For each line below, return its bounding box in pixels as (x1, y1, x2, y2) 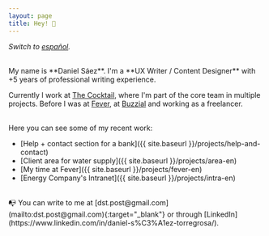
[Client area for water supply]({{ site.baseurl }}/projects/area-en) (19, 155, 237, 166)
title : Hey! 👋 (8, 19, 57, 27)
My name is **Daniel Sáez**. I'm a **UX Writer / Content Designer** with (8, 65, 256, 75)
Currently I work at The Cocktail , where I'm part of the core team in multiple (8, 90, 261, 99)
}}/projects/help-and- (188, 138, 261, 148)
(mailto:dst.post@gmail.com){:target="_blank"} (8, 209, 166, 219)
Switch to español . (8, 41, 71, 51)
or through (167, 209, 203, 219)
